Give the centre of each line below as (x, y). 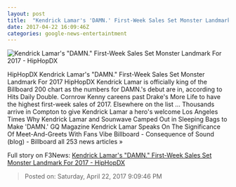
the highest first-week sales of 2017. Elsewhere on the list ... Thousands (111, 104)
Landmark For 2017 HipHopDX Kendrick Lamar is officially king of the (107, 82)
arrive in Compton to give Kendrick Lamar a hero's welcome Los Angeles (113, 112)
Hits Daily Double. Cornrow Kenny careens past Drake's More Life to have (114, 97)
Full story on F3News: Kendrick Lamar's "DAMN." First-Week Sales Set (110, 155)
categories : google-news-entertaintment (67, 33)
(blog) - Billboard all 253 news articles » (65, 142)
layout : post (26, 14)
